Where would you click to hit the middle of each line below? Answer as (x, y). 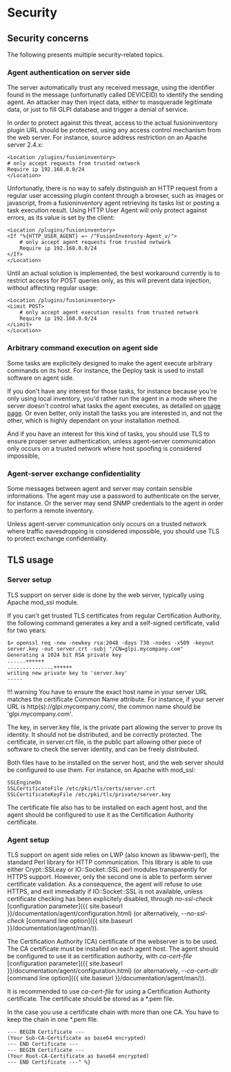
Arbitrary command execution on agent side (83, 348)
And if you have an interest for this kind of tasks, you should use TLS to (109, 434)
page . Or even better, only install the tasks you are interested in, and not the (115, 413)
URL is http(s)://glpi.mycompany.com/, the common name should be (104, 706)
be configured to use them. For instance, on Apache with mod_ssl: (101, 769)
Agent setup (28, 840)
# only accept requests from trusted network (73, 163)
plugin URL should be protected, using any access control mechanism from (114, 130)
